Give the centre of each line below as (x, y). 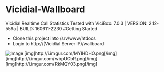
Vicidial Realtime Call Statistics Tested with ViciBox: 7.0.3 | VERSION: (76, 23)
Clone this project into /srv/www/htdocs (54, 38)
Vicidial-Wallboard (45, 9)
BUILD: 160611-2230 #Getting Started (58, 28)
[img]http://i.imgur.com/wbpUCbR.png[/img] (51, 58)
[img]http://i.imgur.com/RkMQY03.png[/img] (51, 64)
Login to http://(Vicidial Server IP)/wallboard (58, 43)
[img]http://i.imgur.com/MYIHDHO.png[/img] (71, 53)
